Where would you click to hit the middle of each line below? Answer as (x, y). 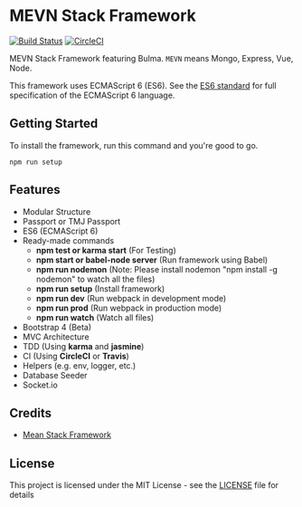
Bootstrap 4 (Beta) (57, 327)
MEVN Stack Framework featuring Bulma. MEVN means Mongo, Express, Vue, (151, 58)
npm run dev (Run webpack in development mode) (131, 298)
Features (35, 190)
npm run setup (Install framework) (100, 288)
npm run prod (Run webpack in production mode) (129, 308)
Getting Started (54, 124)
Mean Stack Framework (66, 435)
